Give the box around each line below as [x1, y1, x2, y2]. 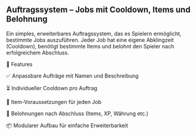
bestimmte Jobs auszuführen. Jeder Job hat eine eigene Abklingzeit [6, 36, 174, 44]
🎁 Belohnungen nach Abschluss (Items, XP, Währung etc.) [6, 110, 149, 117]
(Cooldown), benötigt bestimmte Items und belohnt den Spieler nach [6, 42, 175, 50]
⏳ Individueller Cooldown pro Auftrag [6, 84, 98, 91]
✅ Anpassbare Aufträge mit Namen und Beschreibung [6, 72, 139, 79]
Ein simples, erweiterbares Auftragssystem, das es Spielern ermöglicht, [6, 30, 182, 37]
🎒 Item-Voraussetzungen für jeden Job [6, 98, 102, 105]
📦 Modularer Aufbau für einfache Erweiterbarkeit [6, 122, 128, 129]
